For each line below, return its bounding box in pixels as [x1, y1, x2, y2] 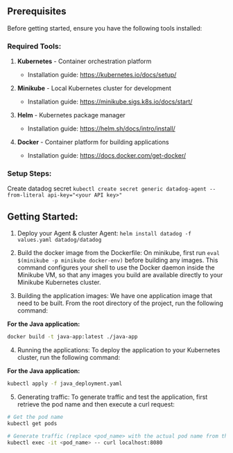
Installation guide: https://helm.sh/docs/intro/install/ [27, 124, 175, 133]
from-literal [7, 192, 45, 199]
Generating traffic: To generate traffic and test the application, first [17, 393, 208, 401]
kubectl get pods [7, 420, 58, 427]
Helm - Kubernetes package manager [17, 111, 126, 120]
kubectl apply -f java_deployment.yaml [7, 380, 123, 388]
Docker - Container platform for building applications [17, 138, 169, 147]
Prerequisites [7, 6, 67, 17]
